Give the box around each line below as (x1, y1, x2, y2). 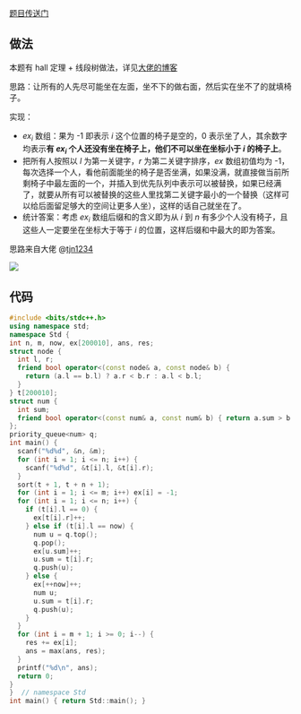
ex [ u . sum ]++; (32, 546, 82, 555)
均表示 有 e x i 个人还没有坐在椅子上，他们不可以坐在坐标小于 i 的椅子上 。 (21, 142, 287, 156)
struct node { (9, 347, 63, 356)
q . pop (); (32, 538, 66, 547)
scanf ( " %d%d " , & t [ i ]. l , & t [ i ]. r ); (25, 463, 154, 472)
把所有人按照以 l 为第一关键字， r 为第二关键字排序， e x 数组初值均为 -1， (21, 156, 289, 167)
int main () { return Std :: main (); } (9, 697, 146, 706)
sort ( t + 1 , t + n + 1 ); (17, 480, 110, 489)
